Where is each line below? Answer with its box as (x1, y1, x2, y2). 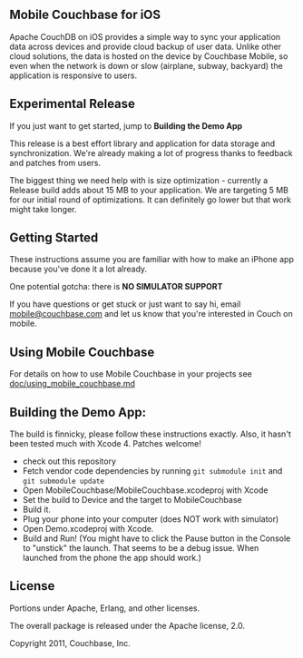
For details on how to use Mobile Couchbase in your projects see (9, 368, 252, 379)
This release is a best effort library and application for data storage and (9, 138, 276, 149)
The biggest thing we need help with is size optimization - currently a (9, 174, 269, 185)
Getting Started (9, 231, 99, 246)
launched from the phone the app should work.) (22, 553, 201, 564)
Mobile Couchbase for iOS (9, 7, 161, 23)
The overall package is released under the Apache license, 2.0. (9, 620, 245, 631)
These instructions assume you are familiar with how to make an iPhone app (9, 254, 295, 265)
